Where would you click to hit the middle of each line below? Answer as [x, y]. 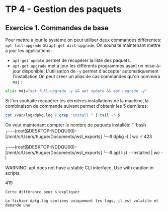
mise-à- [153, 66]
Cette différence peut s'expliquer [43, 192]
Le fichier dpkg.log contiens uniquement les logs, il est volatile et [82, 201]
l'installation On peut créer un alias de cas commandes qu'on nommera [86, 76]
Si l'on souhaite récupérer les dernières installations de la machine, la [77, 100]
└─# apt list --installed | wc [131, 153]
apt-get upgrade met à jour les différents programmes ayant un [78, 66]
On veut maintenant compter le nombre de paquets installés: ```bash [76, 125]
